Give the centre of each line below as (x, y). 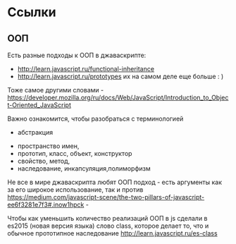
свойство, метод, (44, 161)
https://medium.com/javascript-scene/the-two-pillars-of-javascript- (106, 197)
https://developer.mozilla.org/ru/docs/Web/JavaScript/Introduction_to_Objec (118, 97)
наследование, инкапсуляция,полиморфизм (84, 169)
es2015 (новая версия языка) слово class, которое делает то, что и (108, 226)
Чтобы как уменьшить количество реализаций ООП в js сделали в (107, 218)
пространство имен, (48, 146)
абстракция (35, 132)
